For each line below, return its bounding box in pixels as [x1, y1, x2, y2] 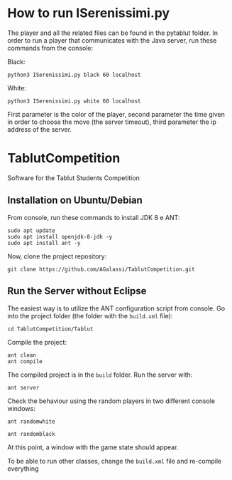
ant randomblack [7, 430, 55, 437]
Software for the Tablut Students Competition [7, 173, 140, 182]
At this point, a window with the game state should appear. [7, 443, 179, 452]
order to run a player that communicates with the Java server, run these [7, 36, 217, 44]
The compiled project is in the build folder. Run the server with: [7, 370, 193, 379]
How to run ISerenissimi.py [7, 5, 170, 21]
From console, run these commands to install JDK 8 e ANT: [7, 213, 180, 221]
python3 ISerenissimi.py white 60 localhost [7, 98, 141, 105]
